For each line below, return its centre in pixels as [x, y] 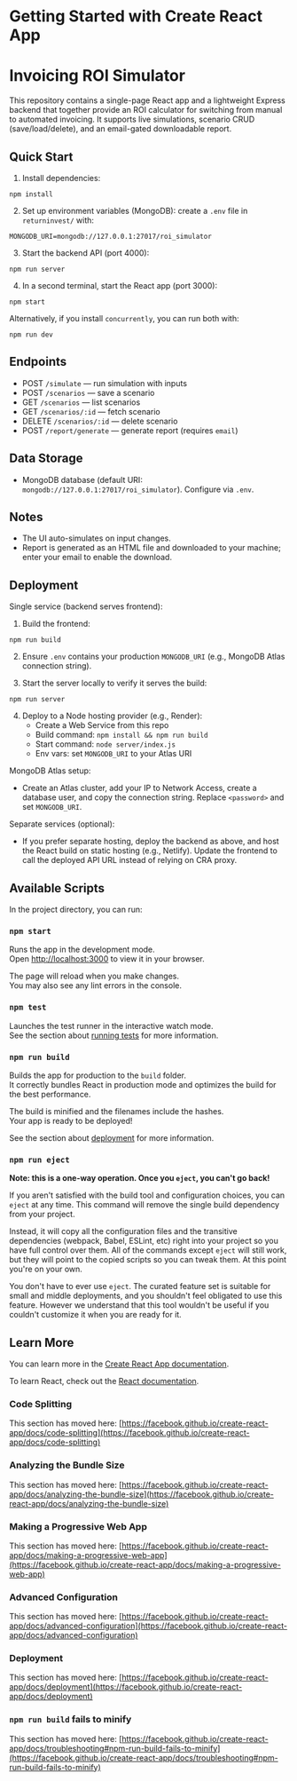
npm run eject [39, 1160]
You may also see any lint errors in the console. [95, 985]
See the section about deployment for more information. [112, 1137]
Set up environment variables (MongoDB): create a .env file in [135, 210]
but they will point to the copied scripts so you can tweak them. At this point [148, 1260]
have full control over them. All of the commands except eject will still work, [148, 1250]
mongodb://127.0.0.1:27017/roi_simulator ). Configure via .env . [138, 489]
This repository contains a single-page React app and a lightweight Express [148, 100]
